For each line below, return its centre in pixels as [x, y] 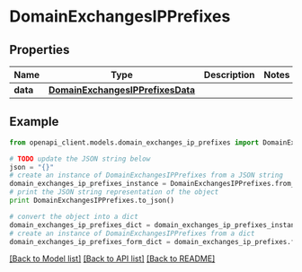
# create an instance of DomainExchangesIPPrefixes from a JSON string [146, 175]
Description [229, 75]
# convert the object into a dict [74, 216]
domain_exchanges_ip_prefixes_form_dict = [90, 241]
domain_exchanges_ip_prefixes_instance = [88, 184]
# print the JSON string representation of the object [114, 192]
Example [34, 122]
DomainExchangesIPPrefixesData [122, 90]
